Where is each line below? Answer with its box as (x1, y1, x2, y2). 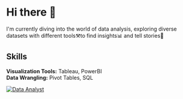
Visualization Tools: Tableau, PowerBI (6, 67, 102, 74)
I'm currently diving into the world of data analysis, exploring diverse (6, 25, 177, 32)
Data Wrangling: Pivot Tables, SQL (6, 74, 94, 81)
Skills (6, 52, 27, 62)
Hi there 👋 (6, 5, 56, 19)
